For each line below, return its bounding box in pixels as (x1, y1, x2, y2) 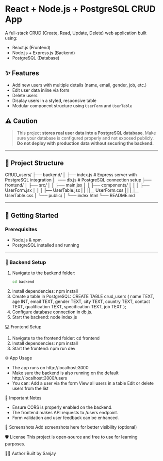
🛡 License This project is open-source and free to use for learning (5, 434, 138, 440)
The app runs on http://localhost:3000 (12, 365, 89, 371)
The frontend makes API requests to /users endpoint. (12, 410, 118, 416)
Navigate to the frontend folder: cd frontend (12, 335, 100, 341)
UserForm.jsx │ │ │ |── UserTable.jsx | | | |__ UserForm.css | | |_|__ (5, 187, 139, 193)
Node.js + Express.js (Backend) (12, 50, 75, 56)
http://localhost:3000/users (12, 375, 67, 381)
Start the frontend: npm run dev (12, 345, 76, 352)
